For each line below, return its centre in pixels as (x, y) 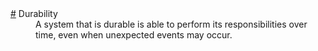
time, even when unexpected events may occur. (134, 35)
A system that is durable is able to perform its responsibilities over (171, 24)
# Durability (34, 13)
